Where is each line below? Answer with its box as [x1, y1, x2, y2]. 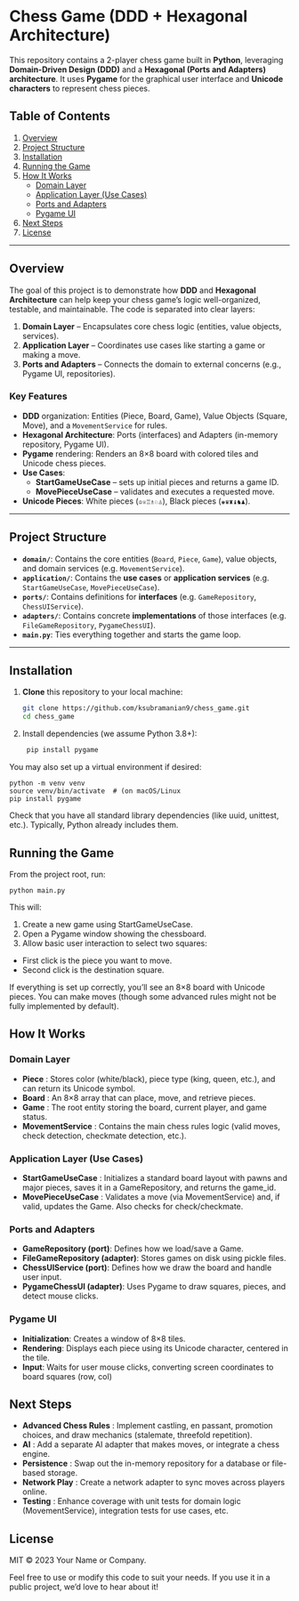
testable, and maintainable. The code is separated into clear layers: [9, 303, 255, 314]
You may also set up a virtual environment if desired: [9, 762, 202, 772]
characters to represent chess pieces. [9, 83, 150, 93]
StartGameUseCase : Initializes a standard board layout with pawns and [21, 1172, 287, 1183]
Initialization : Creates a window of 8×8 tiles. [21, 1333, 186, 1344]
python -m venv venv [9, 779, 86, 788]
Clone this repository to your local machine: [21, 687, 183, 698]
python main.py [9, 885, 66, 895]
